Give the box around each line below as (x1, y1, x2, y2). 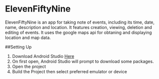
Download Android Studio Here (12, 53, 74, 59)
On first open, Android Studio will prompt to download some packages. (12, 58, 154, 64)
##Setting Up (5, 44, 32, 50)
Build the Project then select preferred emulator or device (12, 68, 127, 74)
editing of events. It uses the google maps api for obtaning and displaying (5, 29, 152, 35)
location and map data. (5, 35, 51, 40)
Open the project (12, 64, 46, 69)
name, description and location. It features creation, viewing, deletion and (5, 24, 152, 30)
